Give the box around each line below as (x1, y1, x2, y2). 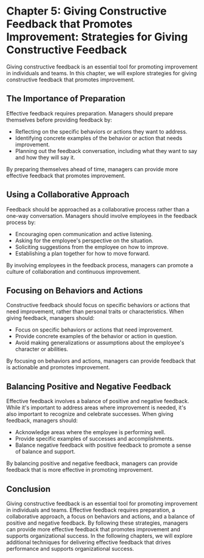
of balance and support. (15, 448, 76, 455)
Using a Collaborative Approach (6, 189, 129, 200)
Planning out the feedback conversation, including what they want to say (15, 147, 197, 154)
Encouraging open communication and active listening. (15, 230, 153, 237)
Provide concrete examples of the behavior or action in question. (15, 333, 178, 340)
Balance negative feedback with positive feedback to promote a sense (15, 441, 191, 449)
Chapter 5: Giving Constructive (6, 4, 167, 18)
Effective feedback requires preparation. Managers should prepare (6, 109, 174, 117)
